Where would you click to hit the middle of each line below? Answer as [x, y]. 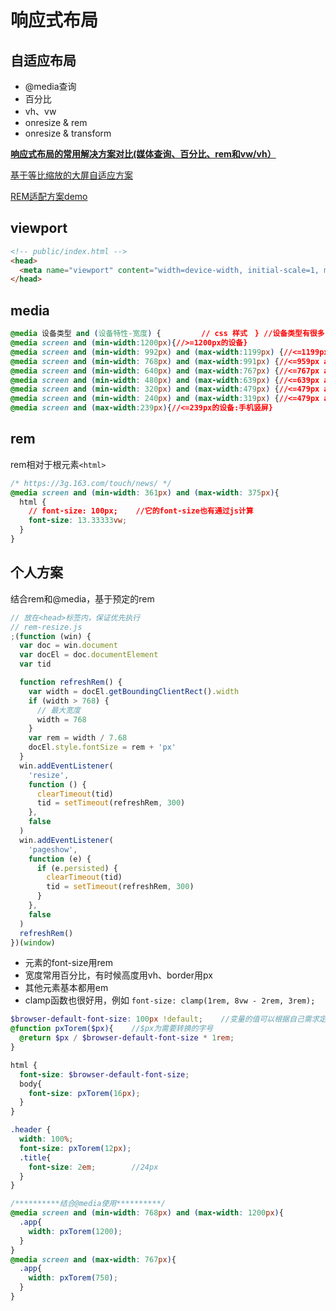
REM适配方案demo [49, 196]
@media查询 [50, 86]
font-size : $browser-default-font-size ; [104, 1074]
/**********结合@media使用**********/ [88, 1204]
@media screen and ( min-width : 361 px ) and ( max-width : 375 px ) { [145, 492]
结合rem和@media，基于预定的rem [82, 598]
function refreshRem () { [71, 682]
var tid [35, 664]
